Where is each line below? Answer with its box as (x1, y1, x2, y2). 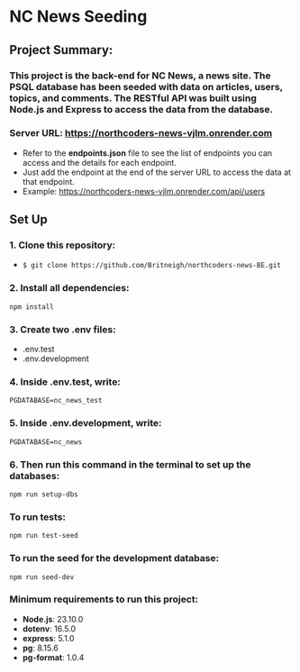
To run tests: (9, 511, 66, 523)
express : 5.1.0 (22, 632, 75, 643)
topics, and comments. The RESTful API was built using (9, 92, 257, 104)
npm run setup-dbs (9, 489, 78, 499)
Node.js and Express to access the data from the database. (9, 103, 273, 115)
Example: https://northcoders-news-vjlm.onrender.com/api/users (22, 186, 266, 196)
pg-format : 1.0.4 (22, 651, 85, 663)
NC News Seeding (9, 6, 148, 27)
